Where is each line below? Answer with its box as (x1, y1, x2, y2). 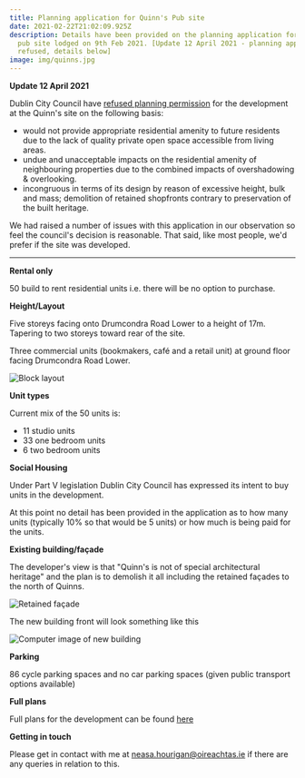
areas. (22, 144, 47, 155)
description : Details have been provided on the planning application (9, 30, 282, 39)
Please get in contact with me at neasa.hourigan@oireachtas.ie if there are (9, 749, 289, 759)
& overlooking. (22, 173, 77, 184)
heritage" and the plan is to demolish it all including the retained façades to (9, 571, 290, 582)
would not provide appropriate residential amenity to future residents (22, 125, 280, 136)
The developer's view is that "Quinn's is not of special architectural (9, 562, 261, 572)
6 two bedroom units (22, 445, 101, 455)
